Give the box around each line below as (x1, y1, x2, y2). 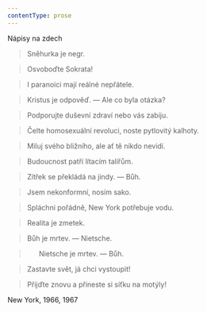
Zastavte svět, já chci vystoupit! (26, 264, 132, 274)
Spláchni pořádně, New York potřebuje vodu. (26, 202, 174, 212)
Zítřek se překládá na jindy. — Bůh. (26, 171, 141, 181)
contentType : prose (7, 11, 72, 20)
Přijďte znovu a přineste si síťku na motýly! (26, 279, 167, 289)
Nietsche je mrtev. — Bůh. (38, 248, 125, 258)
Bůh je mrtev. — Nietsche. (26, 233, 113, 243)
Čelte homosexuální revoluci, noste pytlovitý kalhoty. (26, 125, 200, 135)
